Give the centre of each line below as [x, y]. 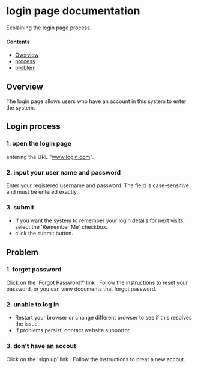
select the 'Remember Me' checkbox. [61, 227]
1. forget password [34, 269]
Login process [34, 127]
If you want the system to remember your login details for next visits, [100, 220]
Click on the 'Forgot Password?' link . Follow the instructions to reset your [97, 282]
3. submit [20, 207]
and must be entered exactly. [42, 191]
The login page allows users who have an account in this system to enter [96, 101]
